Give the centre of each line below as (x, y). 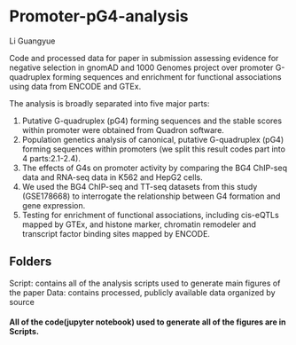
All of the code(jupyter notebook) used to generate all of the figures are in (148, 322)
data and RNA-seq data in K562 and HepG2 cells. (112, 177)
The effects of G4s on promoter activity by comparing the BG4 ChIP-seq (155, 168)
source (22, 302)
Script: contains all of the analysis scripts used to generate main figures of (145, 283)
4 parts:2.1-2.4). (51, 158)
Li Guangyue (32, 41)
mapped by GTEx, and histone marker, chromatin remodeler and (139, 224)
